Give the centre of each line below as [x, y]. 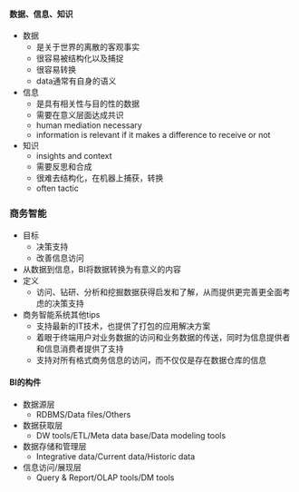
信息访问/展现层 [52, 467]
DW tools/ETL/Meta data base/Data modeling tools [131, 435]
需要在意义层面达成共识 [80, 115]
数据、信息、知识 [41, 14]
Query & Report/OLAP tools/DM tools [105, 477]
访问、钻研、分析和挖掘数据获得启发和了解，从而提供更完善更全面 [159, 291]
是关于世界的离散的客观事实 [88, 47]
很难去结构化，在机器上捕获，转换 [100, 178]
